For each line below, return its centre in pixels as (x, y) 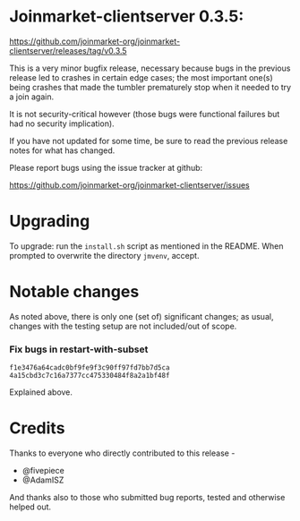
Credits (37, 428)
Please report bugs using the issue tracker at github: (106, 167)
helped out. (30, 507)
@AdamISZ (43, 480)
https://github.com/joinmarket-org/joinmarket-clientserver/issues (129, 184)
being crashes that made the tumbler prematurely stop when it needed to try (150, 87)
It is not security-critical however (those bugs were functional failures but (145, 114)
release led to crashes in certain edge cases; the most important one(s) (141, 77)
